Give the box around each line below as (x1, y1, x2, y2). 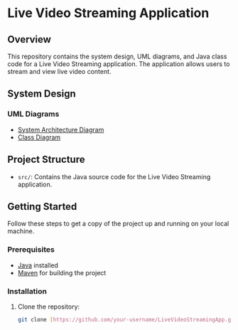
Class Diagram (17, 133, 61, 142)
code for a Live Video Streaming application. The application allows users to (7, 60, 230, 68)
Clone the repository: (17, 302, 80, 311)
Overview (7, 33, 52, 46)
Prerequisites (7, 245, 55, 255)
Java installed (17, 261, 59, 270)
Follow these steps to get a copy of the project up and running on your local (7, 219, 229, 228)
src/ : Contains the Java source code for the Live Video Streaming (17, 172, 211, 181)
